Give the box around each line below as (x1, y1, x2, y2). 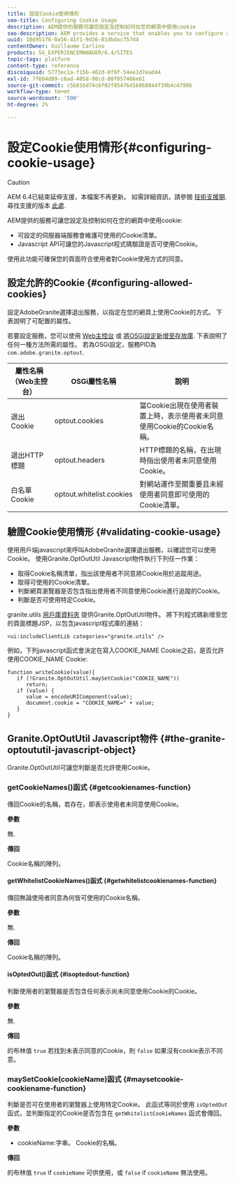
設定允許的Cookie (7, 277, 85, 289)
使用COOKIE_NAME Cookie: (7, 655, 88, 664)
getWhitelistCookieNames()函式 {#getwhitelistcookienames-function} (7, 877, 218, 885)
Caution (7, 178, 30, 186)
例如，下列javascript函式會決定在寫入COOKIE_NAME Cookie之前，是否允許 (7, 646, 225, 654)
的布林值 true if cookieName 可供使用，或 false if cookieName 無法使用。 (7, 1168, 212, 1177)
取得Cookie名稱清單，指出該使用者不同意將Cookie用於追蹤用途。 (17, 569, 206, 578)
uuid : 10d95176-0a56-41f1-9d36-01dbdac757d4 (7, 36, 139, 43)
